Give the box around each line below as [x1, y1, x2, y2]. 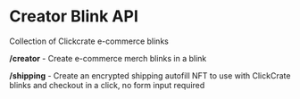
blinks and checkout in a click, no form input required [9, 79, 205, 90]
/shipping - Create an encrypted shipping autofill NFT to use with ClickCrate [9, 70, 291, 81]
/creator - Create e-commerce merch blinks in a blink [9, 53, 207, 63]
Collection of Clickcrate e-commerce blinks [9, 36, 170, 46]
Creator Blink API [9, 6, 138, 27]
